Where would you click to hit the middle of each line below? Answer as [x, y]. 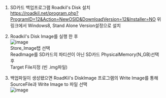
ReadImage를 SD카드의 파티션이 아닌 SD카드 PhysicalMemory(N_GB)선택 [85, 54]
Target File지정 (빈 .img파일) [39, 67]
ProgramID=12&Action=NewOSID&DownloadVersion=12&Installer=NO [83, 19]
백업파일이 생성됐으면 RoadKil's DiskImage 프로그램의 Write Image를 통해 [84, 78]
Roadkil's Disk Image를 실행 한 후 [44, 36]
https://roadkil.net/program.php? [44, 13]
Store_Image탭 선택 [30, 48]
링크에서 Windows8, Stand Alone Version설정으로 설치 [65, 25]
